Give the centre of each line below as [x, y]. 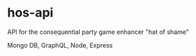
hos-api [30, 13]
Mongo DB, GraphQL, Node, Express [60, 45]
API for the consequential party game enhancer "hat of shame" [98, 32]
